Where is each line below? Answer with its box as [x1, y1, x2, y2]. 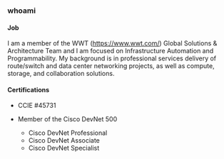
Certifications [7, 85, 50, 94]
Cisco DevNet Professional [28, 128, 108, 137]
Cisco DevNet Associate [28, 136, 100, 145]
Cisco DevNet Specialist [28, 144, 100, 153]
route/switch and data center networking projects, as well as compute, [7, 62, 215, 70]
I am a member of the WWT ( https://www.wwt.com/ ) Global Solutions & [7, 39, 218, 48]
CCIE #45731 [17, 102, 56, 110]
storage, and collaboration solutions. [7, 70, 115, 78]
